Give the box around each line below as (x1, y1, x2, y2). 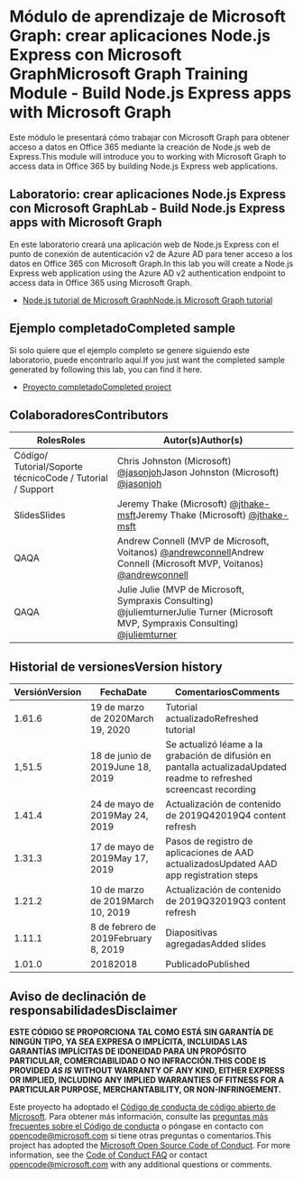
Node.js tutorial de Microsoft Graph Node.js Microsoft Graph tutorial (22, 295, 273, 306)
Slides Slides (14, 509, 66, 522)
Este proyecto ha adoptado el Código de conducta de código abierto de (9, 1101, 277, 1112)
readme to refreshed (165, 772, 252, 785)
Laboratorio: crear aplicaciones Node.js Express (9, 187, 287, 202)
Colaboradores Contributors (9, 407, 169, 423)
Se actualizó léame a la (165, 738, 263, 751)
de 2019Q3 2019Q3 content (165, 895, 287, 908)
